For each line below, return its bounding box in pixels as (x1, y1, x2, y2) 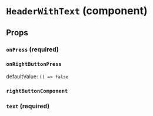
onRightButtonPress (6, 61, 62, 68)
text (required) (6, 102, 50, 110)
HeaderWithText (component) (6, 4, 148, 18)
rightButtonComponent (6, 87, 68, 94)
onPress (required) (6, 45, 59, 54)
